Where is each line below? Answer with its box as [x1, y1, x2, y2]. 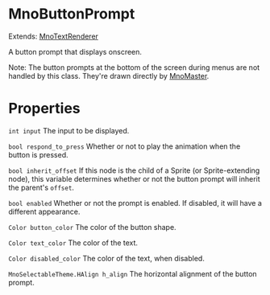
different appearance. [8, 207, 81, 216]
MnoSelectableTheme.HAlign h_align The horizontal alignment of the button [8, 268, 257, 278]
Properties [8, 100, 81, 117]
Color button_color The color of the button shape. [8, 222, 177, 231]
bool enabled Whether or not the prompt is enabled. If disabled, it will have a [8, 198, 262, 207]
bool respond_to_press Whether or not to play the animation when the [8, 141, 241, 151]
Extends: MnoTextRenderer [8, 31, 99, 41]
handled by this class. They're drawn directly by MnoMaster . [8, 71, 210, 80]
